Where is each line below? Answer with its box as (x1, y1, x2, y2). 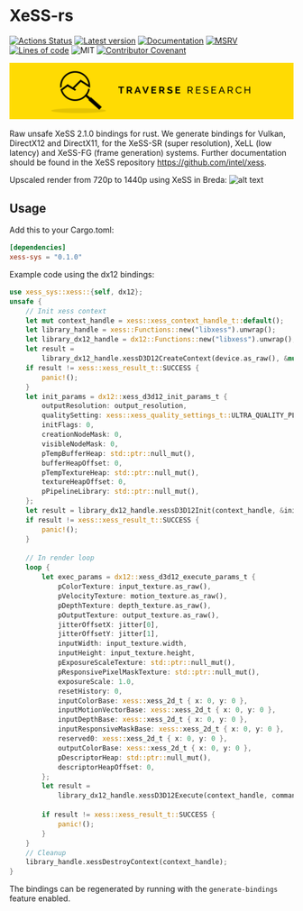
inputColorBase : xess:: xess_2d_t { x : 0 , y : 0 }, (57, 696, 248, 706)
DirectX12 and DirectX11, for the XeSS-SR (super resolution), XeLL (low (9, 138, 272, 149)
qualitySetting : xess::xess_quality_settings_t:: (41, 411, 232, 420)
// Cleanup (25, 848, 67, 857)
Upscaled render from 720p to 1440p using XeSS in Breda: (9, 175, 227, 186)
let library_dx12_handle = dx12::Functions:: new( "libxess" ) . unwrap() (25, 335, 293, 344)
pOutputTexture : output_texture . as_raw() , (57, 610, 220, 620)
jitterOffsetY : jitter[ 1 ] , (57, 630, 160, 639)
